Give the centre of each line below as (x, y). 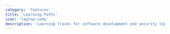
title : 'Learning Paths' (31, 14)
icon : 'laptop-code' (27, 19)
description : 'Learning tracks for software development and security (81, 24)
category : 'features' (28, 10)
